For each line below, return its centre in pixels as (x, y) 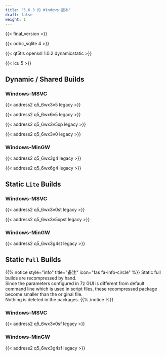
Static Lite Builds (33, 184)
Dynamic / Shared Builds (45, 79)
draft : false (19, 15)
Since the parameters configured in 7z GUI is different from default (75, 283)
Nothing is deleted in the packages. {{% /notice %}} (59, 300)
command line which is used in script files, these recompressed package (81, 289)
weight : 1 (16, 19)
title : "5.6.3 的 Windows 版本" (38, 10)
